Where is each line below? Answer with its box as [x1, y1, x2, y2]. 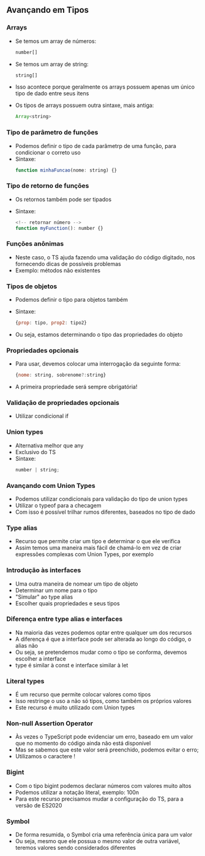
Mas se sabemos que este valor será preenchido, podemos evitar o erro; [15, 746, 199, 753]
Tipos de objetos [6, 282, 58, 291]
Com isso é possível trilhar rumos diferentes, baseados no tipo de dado [15, 508, 196, 516]
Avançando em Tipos [6, 5, 89, 15]
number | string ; [15, 466, 60, 473]
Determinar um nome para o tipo [15, 586, 98, 594]
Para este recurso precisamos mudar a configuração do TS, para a [15, 795, 184, 803]
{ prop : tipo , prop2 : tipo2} [15, 320, 88, 326]
